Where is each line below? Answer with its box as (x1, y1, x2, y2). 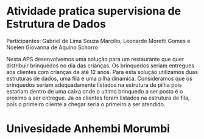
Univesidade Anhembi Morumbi (6, 122, 171, 136)
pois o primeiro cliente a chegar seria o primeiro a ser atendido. (6, 100, 166, 107)
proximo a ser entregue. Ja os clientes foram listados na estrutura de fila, (6, 94, 190, 101)
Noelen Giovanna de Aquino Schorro (6, 44, 99, 51)
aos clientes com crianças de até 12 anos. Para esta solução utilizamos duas (6, 68, 199, 75)
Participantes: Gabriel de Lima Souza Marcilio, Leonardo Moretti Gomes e (6, 37, 191, 44)
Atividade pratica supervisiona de (6, 4, 181, 18)
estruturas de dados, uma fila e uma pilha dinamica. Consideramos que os (6, 75, 193, 82)
